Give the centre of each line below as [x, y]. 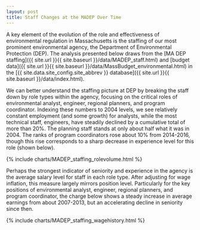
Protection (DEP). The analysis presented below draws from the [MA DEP [96, 53]
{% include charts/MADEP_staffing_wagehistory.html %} [76, 220]
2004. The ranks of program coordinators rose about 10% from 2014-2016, [98, 134]
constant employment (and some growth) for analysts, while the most [92, 116]
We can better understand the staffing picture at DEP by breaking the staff [98, 90]
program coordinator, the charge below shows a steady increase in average [99, 196]
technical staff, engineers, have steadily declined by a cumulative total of [96, 122]
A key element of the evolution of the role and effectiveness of [83, 34]
